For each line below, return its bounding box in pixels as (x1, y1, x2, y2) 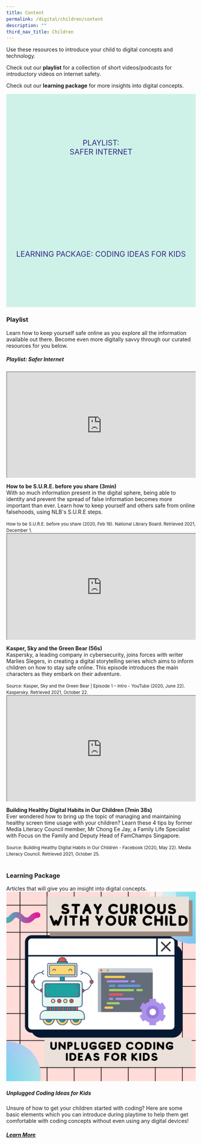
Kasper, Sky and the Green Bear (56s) (6, 644, 102, 652)
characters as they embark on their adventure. (6, 670, 121, 677)
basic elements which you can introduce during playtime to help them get (6, 1111, 188, 1118)
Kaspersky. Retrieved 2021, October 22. (6, 689, 88, 695)
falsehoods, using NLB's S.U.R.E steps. (6, 508, 103, 515)
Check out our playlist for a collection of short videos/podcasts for (6, 64, 173, 72)
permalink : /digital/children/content (6, 16, 103, 22)
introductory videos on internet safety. (6, 70, 102, 78)
